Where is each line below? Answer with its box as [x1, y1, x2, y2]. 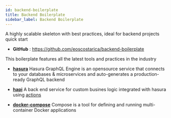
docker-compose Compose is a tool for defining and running [12, 102, 142, 108]
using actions [12, 92, 41, 98]
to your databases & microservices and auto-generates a [12, 71, 133, 77]
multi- [142, 102, 156, 108]
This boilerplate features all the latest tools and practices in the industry [5, 56, 157, 62]
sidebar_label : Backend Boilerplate [5, 17, 83, 22]
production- [134, 71, 160, 77]
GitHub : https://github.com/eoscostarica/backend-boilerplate [12, 46, 144, 52]
